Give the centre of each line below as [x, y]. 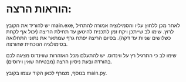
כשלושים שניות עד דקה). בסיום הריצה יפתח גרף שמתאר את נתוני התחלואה [89, 37]
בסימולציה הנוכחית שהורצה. [37, 44]
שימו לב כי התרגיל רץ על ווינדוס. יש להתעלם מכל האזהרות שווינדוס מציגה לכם [92, 55]
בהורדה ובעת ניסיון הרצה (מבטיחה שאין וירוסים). [59, 61]
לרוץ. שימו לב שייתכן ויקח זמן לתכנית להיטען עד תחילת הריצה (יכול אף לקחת [90, 31]
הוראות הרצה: [39, 9]
